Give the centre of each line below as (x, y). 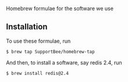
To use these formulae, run (38, 41)
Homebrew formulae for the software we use (60, 8)
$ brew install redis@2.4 (37, 73)
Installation (27, 27)
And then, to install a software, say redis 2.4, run (64, 62)
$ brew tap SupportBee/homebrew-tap (50, 52)
